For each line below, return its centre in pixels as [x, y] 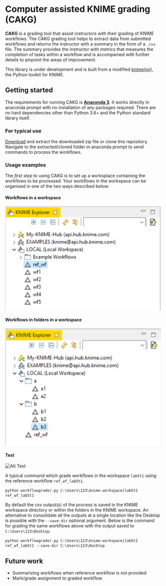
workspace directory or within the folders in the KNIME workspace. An [77, 510]
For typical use [23, 131]
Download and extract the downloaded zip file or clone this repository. [77, 142]
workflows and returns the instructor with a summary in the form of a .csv [80, 44]
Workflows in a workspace [33, 197]
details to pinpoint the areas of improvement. [51, 59]
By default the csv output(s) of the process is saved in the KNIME [72, 505]
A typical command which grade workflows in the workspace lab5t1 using [81, 476]
